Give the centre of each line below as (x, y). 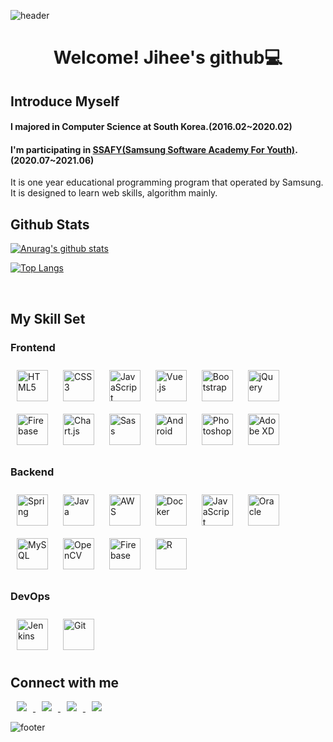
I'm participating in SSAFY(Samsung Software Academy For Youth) (153, 149)
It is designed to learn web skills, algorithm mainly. (114, 193)
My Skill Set (48, 318)
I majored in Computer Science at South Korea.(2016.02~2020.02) (151, 127)
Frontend (33, 347)
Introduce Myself (65, 101)
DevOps (30, 597)
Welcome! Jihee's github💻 (168, 57)
